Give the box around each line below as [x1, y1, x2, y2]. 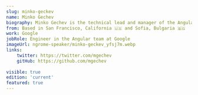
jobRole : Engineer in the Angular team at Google [6, 36, 131, 42]
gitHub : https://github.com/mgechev [16, 58, 107, 64]
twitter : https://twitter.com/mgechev [16, 53, 112, 58]
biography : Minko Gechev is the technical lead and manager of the [6, 19, 176, 25]
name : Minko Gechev [6, 14, 54, 20]
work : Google [6, 31, 38, 37]
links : [6, 47, 22, 53]
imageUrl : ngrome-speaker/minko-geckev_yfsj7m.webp [6, 42, 136, 48]
